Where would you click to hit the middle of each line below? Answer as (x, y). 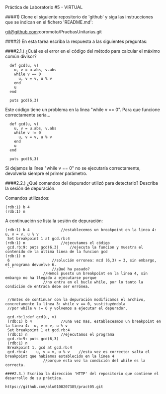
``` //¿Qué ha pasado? (49, 269)
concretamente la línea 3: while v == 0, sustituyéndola (65, 304)
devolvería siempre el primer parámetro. (46, 173)
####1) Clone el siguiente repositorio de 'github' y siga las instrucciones (79, 17)
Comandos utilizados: (27, 198)
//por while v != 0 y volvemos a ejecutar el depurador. (67, 308)
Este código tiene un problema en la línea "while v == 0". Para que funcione (83, 110)
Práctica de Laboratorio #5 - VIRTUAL (44, 7)
